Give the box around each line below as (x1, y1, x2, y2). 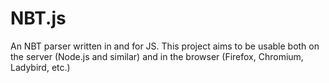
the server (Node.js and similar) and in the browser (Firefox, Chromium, (10, 50, 304, 62)
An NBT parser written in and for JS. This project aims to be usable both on (10, 40, 320, 52)
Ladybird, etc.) (10, 61, 71, 73)
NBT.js (10, 7, 67, 30)
